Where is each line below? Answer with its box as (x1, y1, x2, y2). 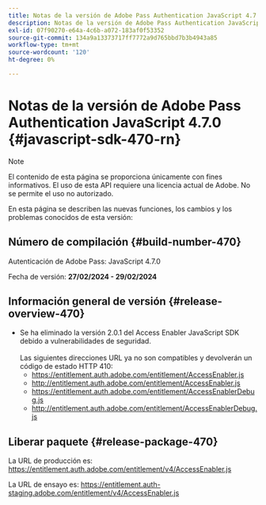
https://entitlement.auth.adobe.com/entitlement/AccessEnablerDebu (31, 387, 255, 397)
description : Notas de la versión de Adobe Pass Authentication (8, 19, 225, 27)
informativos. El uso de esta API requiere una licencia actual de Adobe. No (8, 180, 251, 190)
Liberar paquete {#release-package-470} (8, 435, 218, 448)
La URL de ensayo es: (8, 480, 79, 489)
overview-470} (8, 307, 85, 321)
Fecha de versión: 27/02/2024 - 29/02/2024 (8, 271, 158, 281)
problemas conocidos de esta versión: (8, 212, 133, 222)
